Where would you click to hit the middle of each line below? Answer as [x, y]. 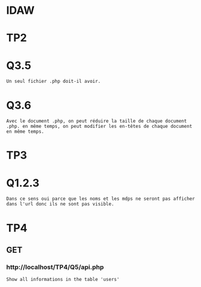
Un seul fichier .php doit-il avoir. [54, 82]
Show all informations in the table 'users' [63, 280]
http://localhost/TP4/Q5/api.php [55, 267]
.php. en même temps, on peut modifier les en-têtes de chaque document [99, 127]
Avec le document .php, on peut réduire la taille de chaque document [97, 121]
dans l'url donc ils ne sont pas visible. [60, 204]
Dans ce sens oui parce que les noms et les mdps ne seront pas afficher [101, 199]
